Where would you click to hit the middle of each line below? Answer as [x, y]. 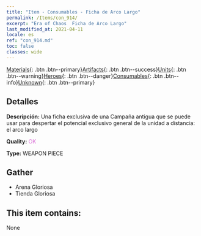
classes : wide [24, 52]
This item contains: [44, 213]
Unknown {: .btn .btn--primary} [57, 82]
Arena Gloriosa [34, 187]
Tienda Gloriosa [35, 194]
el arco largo [22, 129]
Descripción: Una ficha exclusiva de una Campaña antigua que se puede [99, 116]
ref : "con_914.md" [30, 40]
